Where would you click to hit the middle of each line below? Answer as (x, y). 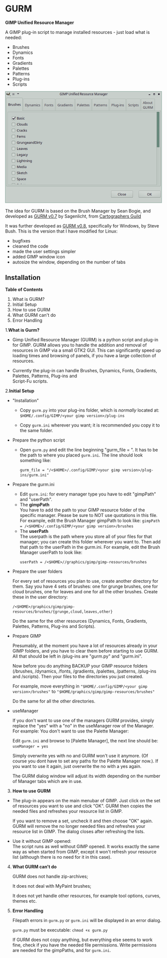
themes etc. (25, 901)
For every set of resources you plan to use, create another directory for (85, 581)
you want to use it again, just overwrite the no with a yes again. (77, 766)
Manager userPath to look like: (51, 552)
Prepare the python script (39, 440)
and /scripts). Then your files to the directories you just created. (78, 677)
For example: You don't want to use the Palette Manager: (71, 731)
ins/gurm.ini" (34, 475)
